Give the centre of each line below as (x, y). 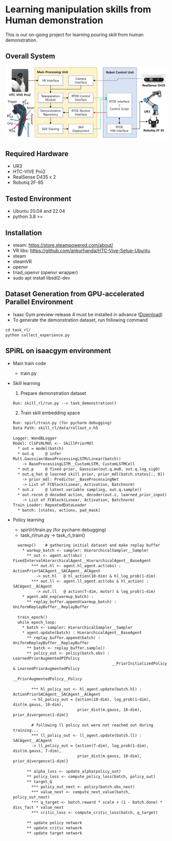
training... (25, 730)
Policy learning (28, 520)
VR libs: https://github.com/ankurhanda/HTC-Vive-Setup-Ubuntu (81, 251)
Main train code (29, 363)
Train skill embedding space (50, 413)
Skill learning (26, 383)
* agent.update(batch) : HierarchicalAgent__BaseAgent (82, 633)
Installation (24, 233)
